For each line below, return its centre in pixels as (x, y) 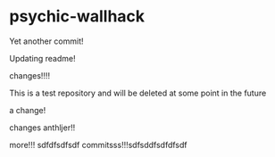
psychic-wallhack (77, 17)
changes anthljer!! (42, 128)
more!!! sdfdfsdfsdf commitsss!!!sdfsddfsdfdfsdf (98, 145)
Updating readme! (42, 58)
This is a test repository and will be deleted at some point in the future (138, 93)
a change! (28, 110)
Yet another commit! (46, 41)
